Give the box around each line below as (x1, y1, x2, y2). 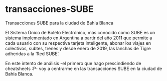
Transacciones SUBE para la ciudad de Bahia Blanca (5, 20, 114, 26)
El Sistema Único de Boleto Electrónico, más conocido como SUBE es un (5, 29, 155, 35)
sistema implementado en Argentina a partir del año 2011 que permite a (5, 35, 152, 41)
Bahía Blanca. (5, 71, 34, 77)
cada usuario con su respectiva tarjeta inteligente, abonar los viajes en (5, 40, 151, 46)
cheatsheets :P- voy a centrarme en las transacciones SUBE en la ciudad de (5, 66, 162, 72)
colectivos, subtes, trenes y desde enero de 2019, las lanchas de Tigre (5, 45, 151, 51)
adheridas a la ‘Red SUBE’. (5, 51, 60, 57)
